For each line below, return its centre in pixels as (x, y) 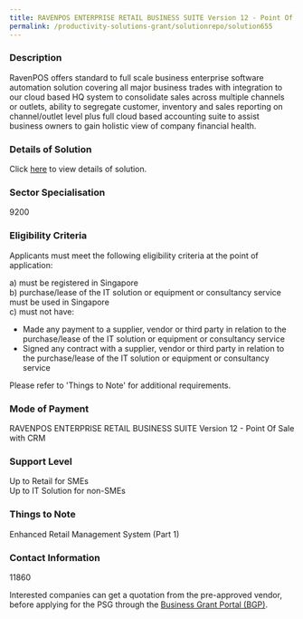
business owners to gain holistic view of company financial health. (133, 126)
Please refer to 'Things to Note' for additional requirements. (120, 385)
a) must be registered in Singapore (74, 283)
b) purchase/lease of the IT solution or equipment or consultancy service (146, 292)
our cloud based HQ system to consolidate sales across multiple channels (147, 97)
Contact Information (55, 557)
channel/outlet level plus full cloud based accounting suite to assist (134, 116)
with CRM (28, 438)
